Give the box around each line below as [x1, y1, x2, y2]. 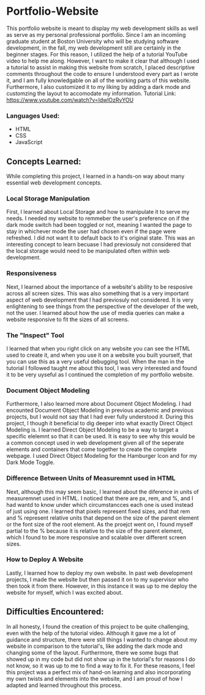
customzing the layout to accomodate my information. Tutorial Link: [6, 89, 176, 97]
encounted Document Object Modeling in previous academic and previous [6, 406, 194, 414]
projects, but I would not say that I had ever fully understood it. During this [6, 413, 194, 420]
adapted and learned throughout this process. [6, 682, 122, 689]
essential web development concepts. [6, 179, 102, 186]
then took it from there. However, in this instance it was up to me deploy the [6, 582, 197, 590]
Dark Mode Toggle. [6, 458, 55, 466]
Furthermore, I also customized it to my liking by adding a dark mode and [6, 83, 191, 90]
